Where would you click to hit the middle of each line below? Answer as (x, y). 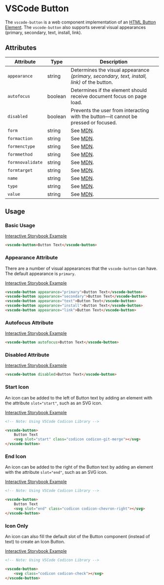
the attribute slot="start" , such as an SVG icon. (54, 403)
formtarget (20, 170)
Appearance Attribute (31, 257)
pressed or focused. (94, 122)
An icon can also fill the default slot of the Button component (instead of (78, 536)
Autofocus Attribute (29, 323)
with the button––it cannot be (104, 117)
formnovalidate (25, 162)
